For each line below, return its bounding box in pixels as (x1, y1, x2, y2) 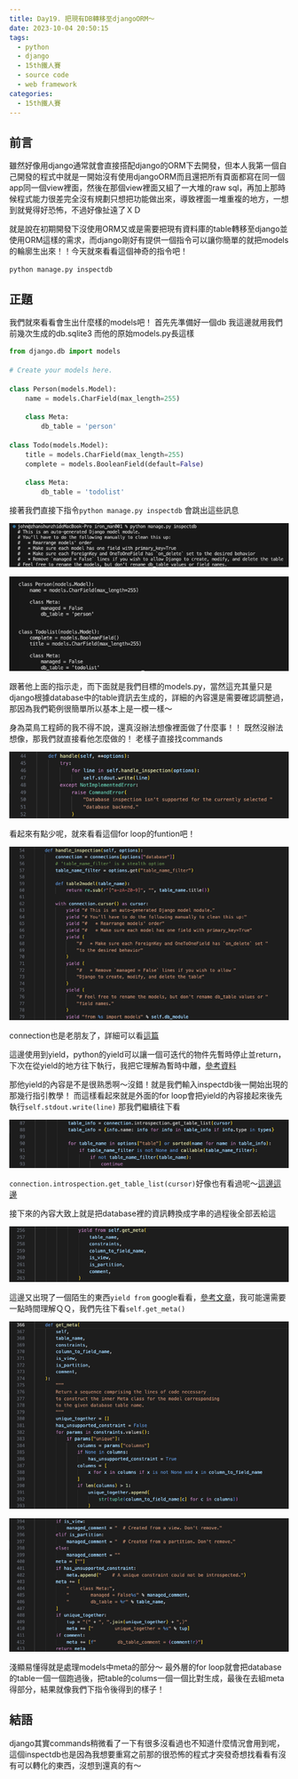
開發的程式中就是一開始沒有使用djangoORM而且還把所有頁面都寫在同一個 (16, 172, 286, 182)
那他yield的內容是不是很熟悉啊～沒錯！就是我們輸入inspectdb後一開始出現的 (9, 1079, 288, 1090)
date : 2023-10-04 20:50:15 (9, 23, 109, 33)
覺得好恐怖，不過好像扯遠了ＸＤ (24, 205, 142, 215)
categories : (9, 89, 53, 98)
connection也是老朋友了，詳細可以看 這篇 (9, 1030, 160, 1041)
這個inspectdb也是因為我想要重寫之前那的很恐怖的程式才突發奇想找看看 (9, 1749, 271, 1759)
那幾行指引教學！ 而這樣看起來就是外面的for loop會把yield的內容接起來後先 (9, 1090, 283, 1100)
